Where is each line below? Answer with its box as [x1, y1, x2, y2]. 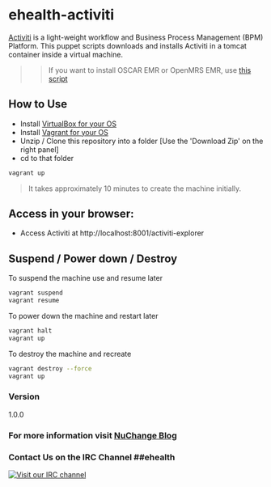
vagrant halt [8, 327, 53, 335]
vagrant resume [8, 297, 60, 305]
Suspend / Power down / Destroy [8, 252, 178, 265]
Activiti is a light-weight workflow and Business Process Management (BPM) [8, 32, 264, 42]
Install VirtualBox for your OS [19, 119, 117, 129]
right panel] [19, 144, 59, 155]
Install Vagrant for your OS [19, 127, 109, 137]
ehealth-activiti [8, 6, 115, 24]
